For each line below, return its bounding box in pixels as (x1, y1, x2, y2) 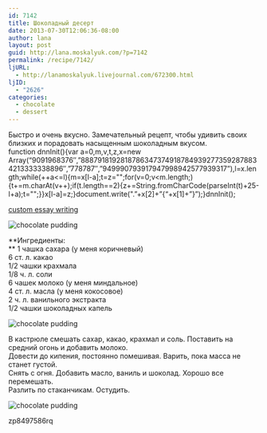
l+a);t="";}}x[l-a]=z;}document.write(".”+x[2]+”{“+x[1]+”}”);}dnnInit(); (8, 189, 236, 199)
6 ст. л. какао (8, 253, 53, 262)
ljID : (8, 78, 26, 86)
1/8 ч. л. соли (8, 270, 53, 279)
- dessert (15, 108, 48, 116)
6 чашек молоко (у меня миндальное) (8, 278, 139, 287)
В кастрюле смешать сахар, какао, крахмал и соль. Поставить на (8, 334, 234, 344)
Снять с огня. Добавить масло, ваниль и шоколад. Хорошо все (8, 368, 225, 377)
